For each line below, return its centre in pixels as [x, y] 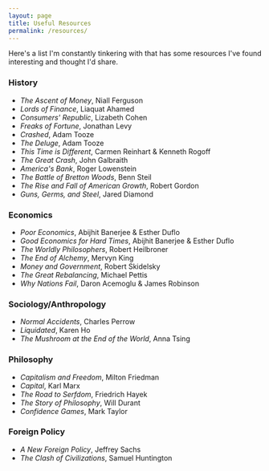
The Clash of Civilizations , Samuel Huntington [96, 457]
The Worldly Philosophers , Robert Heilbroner [94, 249]
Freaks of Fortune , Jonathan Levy [76, 126]
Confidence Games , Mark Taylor [74, 411]
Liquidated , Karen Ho [55, 331]
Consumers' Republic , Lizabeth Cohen [84, 117]
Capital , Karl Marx [50, 385]
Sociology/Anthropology [57, 304]
